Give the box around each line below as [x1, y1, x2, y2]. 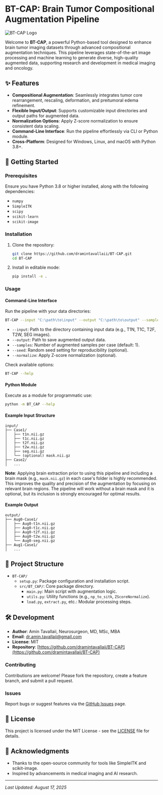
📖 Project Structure [5, 560, 64, 568]
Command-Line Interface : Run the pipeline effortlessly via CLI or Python [12, 128, 158, 134]
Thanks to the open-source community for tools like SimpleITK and [12, 760, 147, 766]
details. [5, 733, 20, 739]
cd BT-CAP [12, 256, 33, 261]
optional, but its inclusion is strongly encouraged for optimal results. [5, 491, 141, 496]
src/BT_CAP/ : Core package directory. [19, 583, 95, 589]
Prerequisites [5, 173, 37, 179]
